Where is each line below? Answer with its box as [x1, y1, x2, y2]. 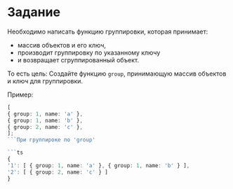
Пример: [7, 90, 34, 99]
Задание [7, 4, 61, 20]
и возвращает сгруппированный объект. [17, 55, 140, 64]
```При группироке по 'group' [7, 136, 96, 143]
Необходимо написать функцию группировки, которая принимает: [7, 27, 208, 36]
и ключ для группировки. [7, 76, 83, 85]
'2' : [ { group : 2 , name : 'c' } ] [7, 169, 109, 176]
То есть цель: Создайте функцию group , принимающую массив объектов [7, 69, 227, 78]
